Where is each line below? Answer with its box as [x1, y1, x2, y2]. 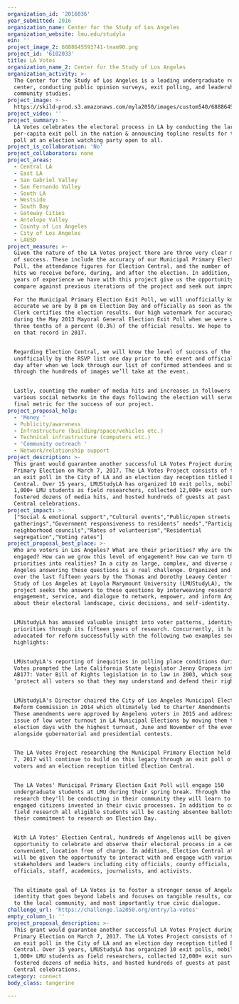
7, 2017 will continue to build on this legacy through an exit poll [14, 756, 224, 763]
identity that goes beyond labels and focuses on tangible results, [14, 893, 221, 900]
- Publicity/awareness [14, 421, 81, 428]
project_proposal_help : [7, 407, 78, 414]
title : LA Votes [7, 57, 55, 64]
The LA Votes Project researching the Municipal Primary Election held [14, 749, 231, 757]
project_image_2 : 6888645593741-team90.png [7, 44, 139, 51]
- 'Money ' [14, 413, 46, 421]
